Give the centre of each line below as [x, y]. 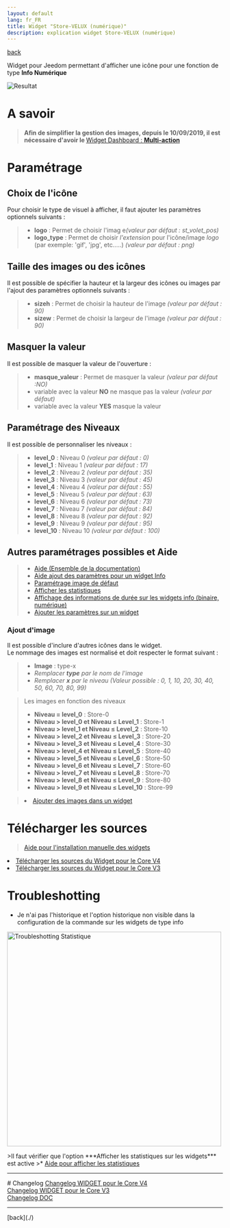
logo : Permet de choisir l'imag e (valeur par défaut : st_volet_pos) [126, 230]
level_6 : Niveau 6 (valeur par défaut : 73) [93, 501]
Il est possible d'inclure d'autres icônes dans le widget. [85, 645]
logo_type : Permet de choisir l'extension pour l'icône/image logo [126, 238]
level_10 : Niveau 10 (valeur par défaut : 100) [97, 530]
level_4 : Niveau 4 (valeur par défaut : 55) [93, 487]
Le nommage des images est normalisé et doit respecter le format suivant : [113, 652]
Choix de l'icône [42, 193]
